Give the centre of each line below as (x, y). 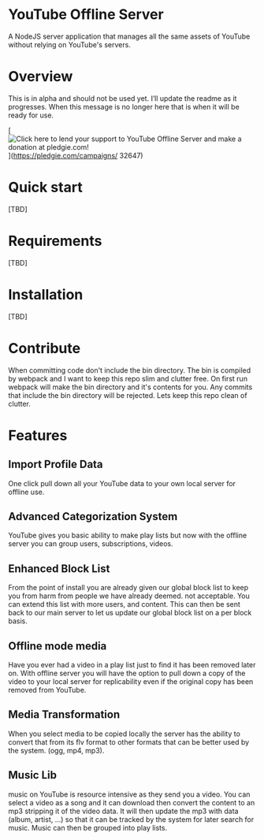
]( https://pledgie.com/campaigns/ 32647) (76, 155)
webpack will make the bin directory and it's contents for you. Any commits (130, 387)
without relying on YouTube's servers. (70, 44)
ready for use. (31, 115)
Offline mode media (58, 646)
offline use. (26, 492)
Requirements (55, 241)
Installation (46, 294)
